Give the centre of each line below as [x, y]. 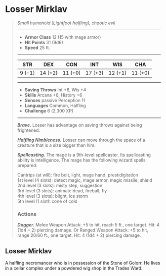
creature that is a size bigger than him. [56, 145]
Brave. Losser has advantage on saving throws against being [80, 125]
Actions [27, 214]
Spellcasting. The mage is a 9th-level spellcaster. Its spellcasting [84, 155]
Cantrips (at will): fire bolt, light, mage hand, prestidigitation [78, 175]
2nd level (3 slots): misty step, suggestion [60, 185]
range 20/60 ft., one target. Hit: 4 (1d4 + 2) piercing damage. [79, 235]
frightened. [29, 130]
